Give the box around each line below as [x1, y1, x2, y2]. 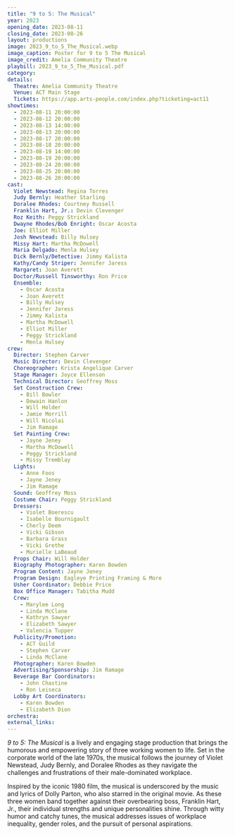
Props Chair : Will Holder [13, 555, 90, 562]
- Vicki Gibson [20, 529, 65, 536]
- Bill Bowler [20, 391, 61, 398]
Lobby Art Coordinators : [13, 692, 87, 699]
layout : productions [7, 37, 68, 44]
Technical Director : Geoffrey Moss [13, 378, 118, 385]
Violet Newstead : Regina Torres [13, 188, 109, 195]
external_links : [7, 719, 55, 726]
